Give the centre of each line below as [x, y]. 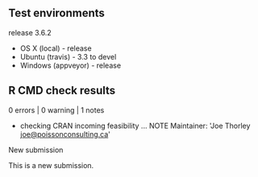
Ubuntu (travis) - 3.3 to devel [68, 56]
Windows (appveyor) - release [71, 65]
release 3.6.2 [30, 32]
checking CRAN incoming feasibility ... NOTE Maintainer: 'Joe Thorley [135, 126]
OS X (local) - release [56, 48]
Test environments [56, 13]
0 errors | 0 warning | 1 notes [56, 110]
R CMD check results [62, 91]
